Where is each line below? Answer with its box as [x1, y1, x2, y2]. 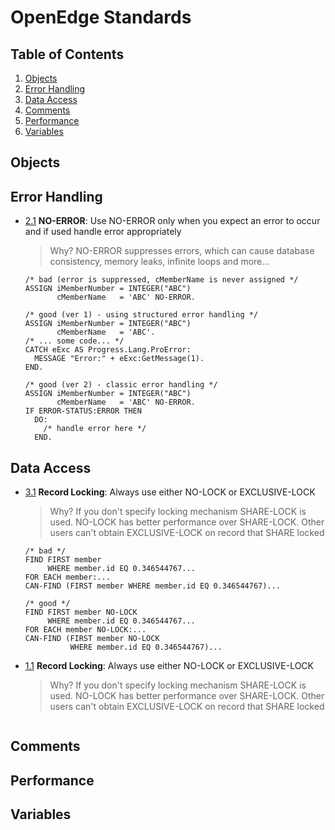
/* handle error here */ [43, 424, 147, 434]
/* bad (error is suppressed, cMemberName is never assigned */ [24, 275, 299, 285]
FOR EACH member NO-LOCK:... [24, 625, 147, 635]
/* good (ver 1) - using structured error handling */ [24, 310, 259, 320]
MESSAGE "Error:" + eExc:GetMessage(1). [34, 354, 205, 364]
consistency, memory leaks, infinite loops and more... [49, 256, 270, 268]
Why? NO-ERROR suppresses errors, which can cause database [49, 245, 315, 257]
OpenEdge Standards [10, 6, 192, 29]
